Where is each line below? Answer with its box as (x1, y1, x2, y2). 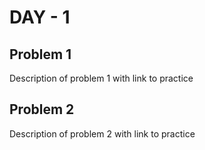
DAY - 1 (9, 6, 71, 29)
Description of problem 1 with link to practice (9, 72, 194, 84)
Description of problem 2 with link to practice (9, 127, 196, 140)
